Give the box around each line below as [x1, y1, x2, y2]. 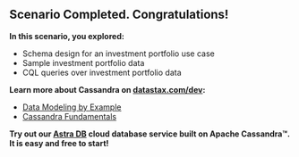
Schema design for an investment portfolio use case [21, 48, 215, 59]
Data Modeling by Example [21, 102, 122, 112]
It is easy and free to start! [9, 137, 109, 148]
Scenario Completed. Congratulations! [9, 7, 229, 22]
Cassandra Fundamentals [21, 111, 117, 121]
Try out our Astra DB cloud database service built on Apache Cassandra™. [9, 128, 290, 139]
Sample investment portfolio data [21, 57, 145, 68]
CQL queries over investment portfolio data [21, 67, 182, 78]
